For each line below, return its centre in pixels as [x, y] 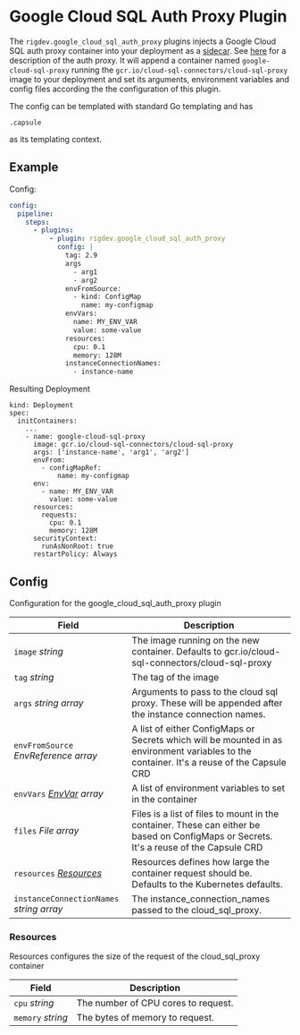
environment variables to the [192, 751]
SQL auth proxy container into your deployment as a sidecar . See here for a [148, 50]
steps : [37, 222]
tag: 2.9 [82, 255]
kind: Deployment [42, 406]
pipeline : [35, 214]
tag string [34, 677]
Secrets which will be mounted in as [207, 740]
